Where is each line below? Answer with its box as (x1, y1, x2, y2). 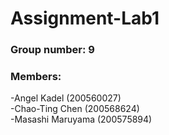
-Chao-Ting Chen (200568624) (10, 103, 140, 115)
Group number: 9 (10, 43, 95, 57)
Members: (10, 70, 62, 84)
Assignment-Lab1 (10, 7, 160, 30)
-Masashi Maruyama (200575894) (10, 113, 153, 126)
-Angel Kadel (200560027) (10, 92, 122, 104)
